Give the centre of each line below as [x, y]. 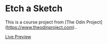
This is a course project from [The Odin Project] [54, 22]
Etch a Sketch [34, 9]
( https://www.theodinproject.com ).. [41, 27]
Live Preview [18, 37]
